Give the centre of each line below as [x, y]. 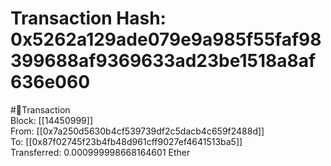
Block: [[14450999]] [51, 120]
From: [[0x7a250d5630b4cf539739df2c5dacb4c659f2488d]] [137, 131]
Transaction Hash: [88, 18]
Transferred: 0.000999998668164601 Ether [100, 152]
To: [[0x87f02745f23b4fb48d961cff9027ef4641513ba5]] [126, 141]
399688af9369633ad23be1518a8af [163, 61]
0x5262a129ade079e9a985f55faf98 [166, 39]
